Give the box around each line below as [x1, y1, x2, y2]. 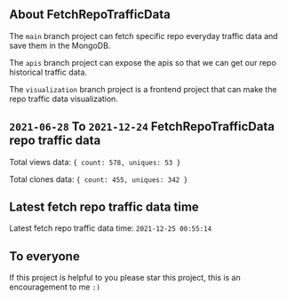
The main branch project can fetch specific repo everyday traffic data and [9, 30, 278, 41]
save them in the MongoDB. [9, 40, 111, 51]
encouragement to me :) [9, 281, 100, 292]
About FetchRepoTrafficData [9, 7, 171, 22]
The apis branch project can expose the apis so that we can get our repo [9, 57, 277, 67]
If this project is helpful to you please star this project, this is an [9, 273, 242, 283]
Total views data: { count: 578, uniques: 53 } [9, 156, 181, 167]
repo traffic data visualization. [9, 93, 118, 104]
